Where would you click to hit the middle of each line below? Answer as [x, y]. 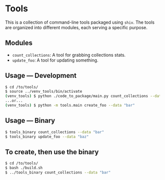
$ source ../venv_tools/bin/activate [44, 92]
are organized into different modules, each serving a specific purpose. [76, 27]
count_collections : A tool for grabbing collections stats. [69, 55]
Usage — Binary [30, 121]
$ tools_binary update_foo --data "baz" [47, 137]
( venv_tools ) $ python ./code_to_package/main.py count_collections [77, 96]
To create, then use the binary [52, 152]
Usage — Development [41, 76]
